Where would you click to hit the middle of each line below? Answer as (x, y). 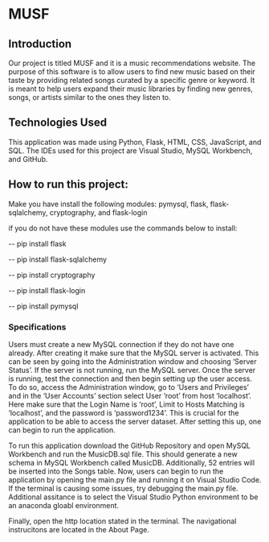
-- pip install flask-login (47, 290)
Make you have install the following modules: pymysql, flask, (108, 204)
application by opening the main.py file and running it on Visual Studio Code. (135, 479)
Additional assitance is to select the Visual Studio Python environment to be (133, 497)
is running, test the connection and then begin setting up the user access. (130, 379)
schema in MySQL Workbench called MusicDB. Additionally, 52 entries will (132, 462)
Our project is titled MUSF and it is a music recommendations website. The (132, 63)
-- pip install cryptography (52, 275)
